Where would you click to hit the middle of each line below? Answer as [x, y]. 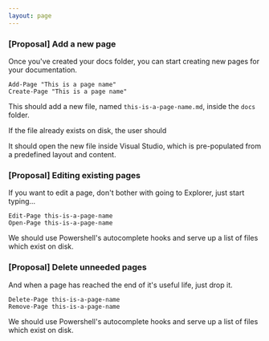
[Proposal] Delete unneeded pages [77, 267]
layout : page [30, 16]
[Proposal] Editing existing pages [74, 175]
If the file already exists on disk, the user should [88, 130]
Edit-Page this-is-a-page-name [61, 216]
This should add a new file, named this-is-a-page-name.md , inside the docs [132, 106]
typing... [22, 201]
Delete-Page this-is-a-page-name [64, 299]
